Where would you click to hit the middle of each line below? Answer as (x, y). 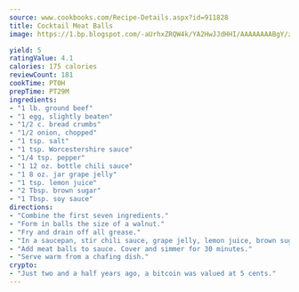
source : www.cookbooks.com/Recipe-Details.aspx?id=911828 (119, 17)
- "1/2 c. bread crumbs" (55, 125)
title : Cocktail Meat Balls (61, 26)
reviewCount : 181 (41, 75)
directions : (31, 207)
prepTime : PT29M (39, 91)
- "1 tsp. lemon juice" (53, 182)
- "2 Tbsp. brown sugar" (55, 191)
